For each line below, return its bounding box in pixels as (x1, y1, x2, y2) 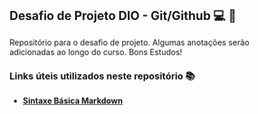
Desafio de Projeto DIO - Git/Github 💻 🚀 (9, 8, 237, 24)
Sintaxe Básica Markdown (22, 95, 123, 107)
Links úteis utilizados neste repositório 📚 (9, 70, 196, 82)
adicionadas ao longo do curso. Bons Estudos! (9, 46, 183, 57)
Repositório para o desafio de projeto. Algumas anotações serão (9, 36, 250, 48)
